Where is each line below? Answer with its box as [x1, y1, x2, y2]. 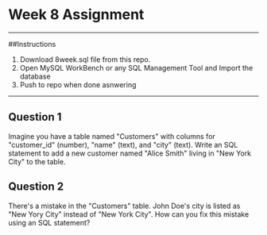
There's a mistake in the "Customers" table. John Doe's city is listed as [8, 201, 241, 210]
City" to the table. [8, 156, 66, 166]
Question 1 [8, 110, 62, 124]
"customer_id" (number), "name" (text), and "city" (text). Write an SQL [8, 140, 238, 149]
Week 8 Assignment [8, 6, 145, 24]
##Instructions [8, 39, 56, 48]
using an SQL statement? [8, 218, 91, 227]
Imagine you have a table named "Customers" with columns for [8, 131, 216, 141]
